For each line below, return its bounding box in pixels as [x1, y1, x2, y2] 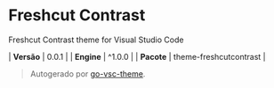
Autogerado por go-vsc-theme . [29, 68, 146, 79]
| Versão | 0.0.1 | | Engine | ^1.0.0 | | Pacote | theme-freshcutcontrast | [8, 51, 266, 62]
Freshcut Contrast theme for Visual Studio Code [8, 34, 184, 45]
